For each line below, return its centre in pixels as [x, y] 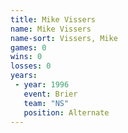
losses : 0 [31, 66]
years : [24, 76]
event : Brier [50, 94]
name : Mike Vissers [51, 29]
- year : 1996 [42, 85]
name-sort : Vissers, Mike [64, 38]
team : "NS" [46, 103]
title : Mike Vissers [53, 19]
